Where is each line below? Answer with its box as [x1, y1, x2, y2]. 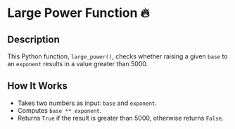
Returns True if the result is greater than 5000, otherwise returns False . [17, 113, 224, 122]
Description [7, 33, 60, 45]
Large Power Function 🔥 [7, 5, 150, 21]
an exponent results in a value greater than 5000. [7, 60, 148, 68]
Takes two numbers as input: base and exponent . [17, 99, 157, 107]
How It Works [7, 80, 68, 92]
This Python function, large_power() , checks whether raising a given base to [7, 52, 228, 61]
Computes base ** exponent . [17, 106, 102, 114]
